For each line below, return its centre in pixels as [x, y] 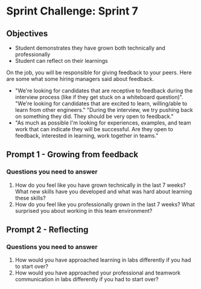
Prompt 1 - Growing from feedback [72, 154]
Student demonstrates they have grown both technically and [90, 48]
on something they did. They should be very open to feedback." [94, 116]
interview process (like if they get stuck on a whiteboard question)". [99, 97]
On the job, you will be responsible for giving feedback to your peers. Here [99, 73]
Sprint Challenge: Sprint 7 [72, 11]
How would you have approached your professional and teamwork [98, 273]
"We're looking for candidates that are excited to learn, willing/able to [101, 103]
